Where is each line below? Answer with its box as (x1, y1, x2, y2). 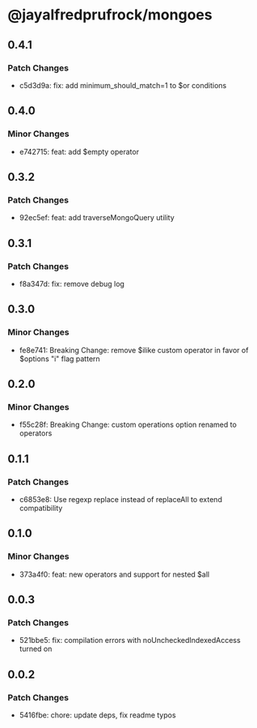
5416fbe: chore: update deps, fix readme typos (19, 710, 176, 720)
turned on (19, 644, 53, 653)
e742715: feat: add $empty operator (19, 147, 139, 156)
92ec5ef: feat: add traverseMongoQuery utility (19, 213, 175, 223)
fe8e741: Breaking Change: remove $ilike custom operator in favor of (19, 345, 249, 355)
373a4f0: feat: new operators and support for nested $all (19, 569, 210, 579)
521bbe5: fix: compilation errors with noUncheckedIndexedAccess (19, 636, 241, 645)
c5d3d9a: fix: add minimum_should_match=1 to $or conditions (19, 80, 227, 90)
